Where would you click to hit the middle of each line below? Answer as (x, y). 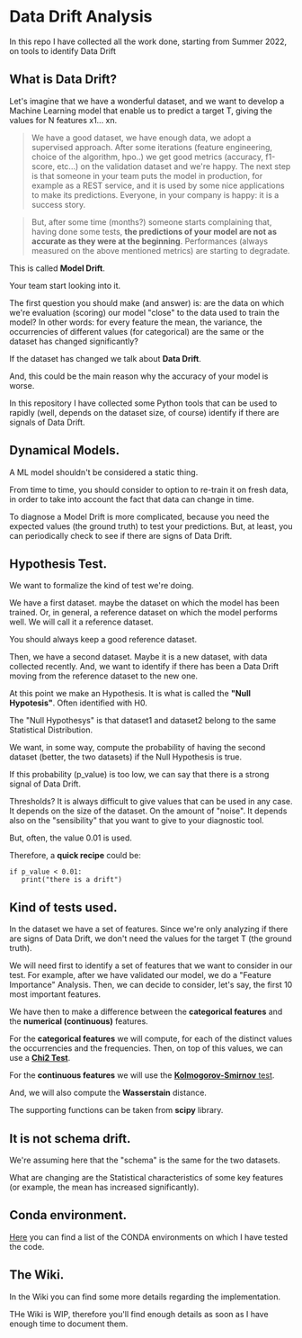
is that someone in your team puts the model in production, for (147, 175)
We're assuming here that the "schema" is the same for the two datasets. (145, 1160)
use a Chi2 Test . (40, 1058)
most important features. (55, 994)
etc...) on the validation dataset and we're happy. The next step (174, 166)
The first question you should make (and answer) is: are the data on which (147, 302)
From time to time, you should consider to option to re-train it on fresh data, (149, 489)
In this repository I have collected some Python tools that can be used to (143, 403)
